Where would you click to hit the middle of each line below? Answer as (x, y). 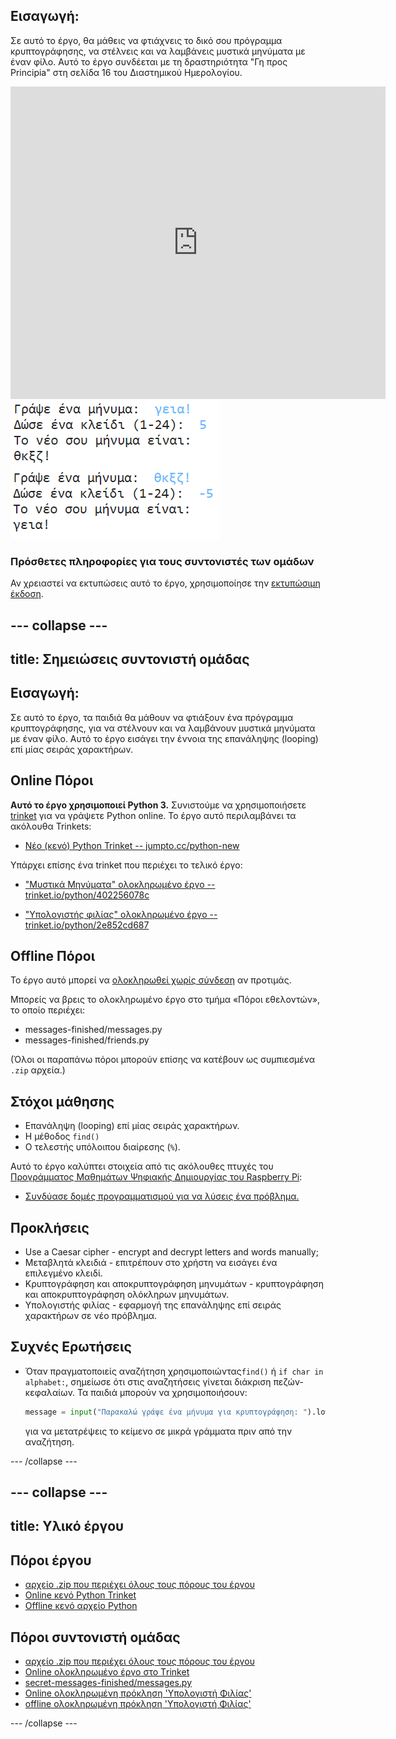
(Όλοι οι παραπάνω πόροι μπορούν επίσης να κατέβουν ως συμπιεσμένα (163, 1060)
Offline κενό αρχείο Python (81, 1606)
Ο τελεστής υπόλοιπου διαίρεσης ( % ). (102, 1147)
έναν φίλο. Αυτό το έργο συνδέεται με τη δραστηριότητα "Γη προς (149, 61)
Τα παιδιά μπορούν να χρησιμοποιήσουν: (162, 1392)
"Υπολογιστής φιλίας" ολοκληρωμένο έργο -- (121, 914)
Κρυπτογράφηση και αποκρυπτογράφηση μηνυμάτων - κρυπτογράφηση (174, 1283)
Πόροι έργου (51, 1560)
